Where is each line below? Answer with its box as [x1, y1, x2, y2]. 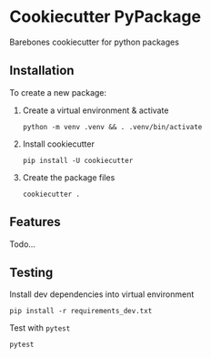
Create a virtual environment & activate [22, 105, 169, 116]
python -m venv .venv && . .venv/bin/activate [22, 122, 203, 131]
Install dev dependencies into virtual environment [9, 289, 195, 300]
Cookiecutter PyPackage [9, 6, 202, 27]
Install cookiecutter [22, 138, 95, 149]
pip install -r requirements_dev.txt [9, 307, 153, 316]
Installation [9, 63, 75, 78]
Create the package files [22, 171, 116, 183]
